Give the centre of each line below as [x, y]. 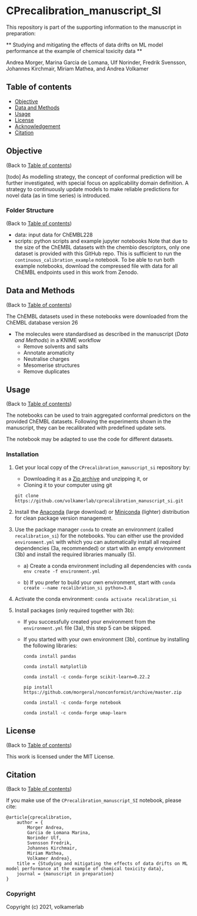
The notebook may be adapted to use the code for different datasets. [90, 439]
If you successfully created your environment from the [89, 621]
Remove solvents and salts [56, 346]
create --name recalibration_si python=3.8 [78, 588]
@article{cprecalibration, [39, 818]
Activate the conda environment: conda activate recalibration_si [96, 599]
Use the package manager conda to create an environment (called [94, 529]
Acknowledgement [37, 126]
